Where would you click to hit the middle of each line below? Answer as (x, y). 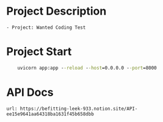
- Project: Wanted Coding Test (46, 27)
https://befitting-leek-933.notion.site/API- (79, 109)
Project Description (56, 11)
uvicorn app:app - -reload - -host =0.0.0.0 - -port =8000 (87, 68)
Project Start (39, 52)
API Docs (30, 92)
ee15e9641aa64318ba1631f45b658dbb (50, 114)
